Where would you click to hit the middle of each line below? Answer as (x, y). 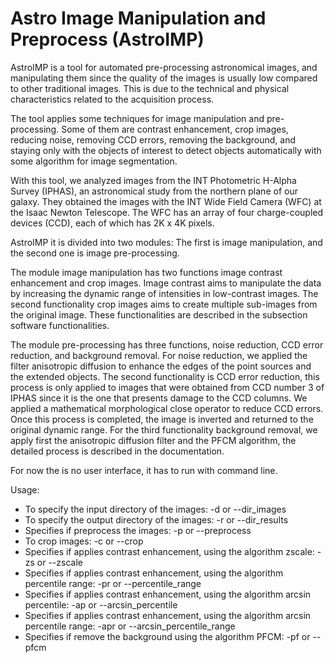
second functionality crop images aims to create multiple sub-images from (164, 304)
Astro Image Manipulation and (138, 18)
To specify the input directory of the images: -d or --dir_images (155, 509)
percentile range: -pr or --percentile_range (113, 583)
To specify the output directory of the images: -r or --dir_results (156, 519)
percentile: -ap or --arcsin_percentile (101, 604)
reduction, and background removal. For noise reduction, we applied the (159, 355)
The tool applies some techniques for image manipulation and (137, 118)
